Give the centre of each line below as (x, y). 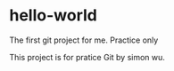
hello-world (54, 16)
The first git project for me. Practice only (84, 40)
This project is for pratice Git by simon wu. (87, 57)
